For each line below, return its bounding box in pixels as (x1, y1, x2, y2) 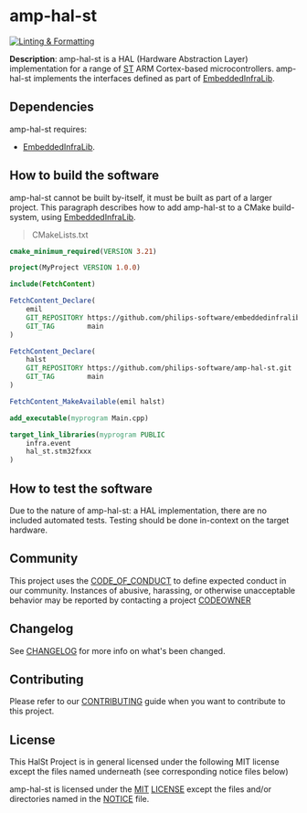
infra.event (26, 438, 71, 448)
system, (9, 211, 39, 222)
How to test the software (9, 480, 153, 496)
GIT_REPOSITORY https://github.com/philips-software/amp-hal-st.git (26, 364, 292, 373)
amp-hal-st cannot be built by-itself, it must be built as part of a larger (9, 192, 272, 203)
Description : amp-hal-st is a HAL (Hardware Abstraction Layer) (9, 53, 249, 64)
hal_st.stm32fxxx (26, 447, 92, 457)
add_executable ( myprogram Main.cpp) (9, 413, 149, 423)
